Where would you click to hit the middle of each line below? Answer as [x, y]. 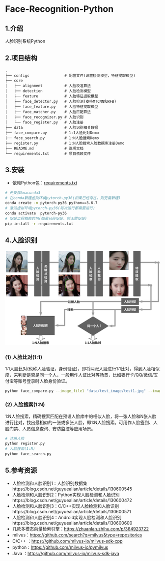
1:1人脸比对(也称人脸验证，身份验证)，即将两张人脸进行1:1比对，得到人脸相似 [82, 369]
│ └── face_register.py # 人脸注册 [44, 122]
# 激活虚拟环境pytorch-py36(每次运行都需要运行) [50, 208]
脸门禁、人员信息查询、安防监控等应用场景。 [50, 428]
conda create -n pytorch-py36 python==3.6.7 [51, 203]
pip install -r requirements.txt [39, 224]
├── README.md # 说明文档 [44, 148]
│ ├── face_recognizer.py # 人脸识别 [44, 117]
